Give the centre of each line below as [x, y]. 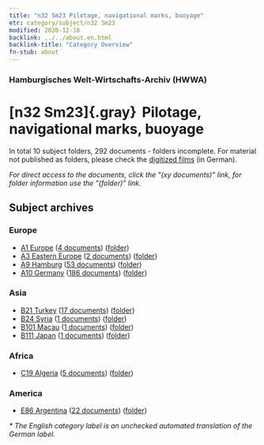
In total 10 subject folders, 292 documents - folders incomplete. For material [133, 151]
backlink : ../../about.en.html [60, 37]
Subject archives [51, 208]
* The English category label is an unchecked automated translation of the [131, 426]
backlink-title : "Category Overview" [71, 45]
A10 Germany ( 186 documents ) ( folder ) [84, 272]
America [26, 394]
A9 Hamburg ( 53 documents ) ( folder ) [81, 264]
